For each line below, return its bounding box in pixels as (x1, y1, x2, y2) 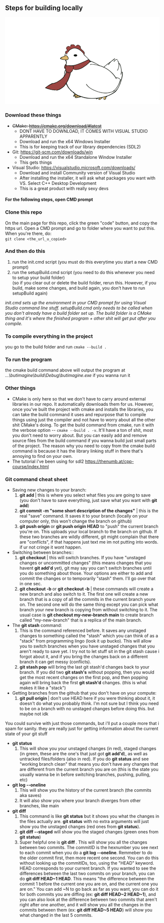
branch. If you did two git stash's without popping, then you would (19, 669, 155, 675)
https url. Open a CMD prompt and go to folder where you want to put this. (5, 225, 156, 231)
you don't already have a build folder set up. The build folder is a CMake (5, 310, 152, 316)
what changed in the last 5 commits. (19, 912, 93, 918)
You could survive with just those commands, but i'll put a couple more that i (5, 720, 159, 726)
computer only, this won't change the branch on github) (19, 518, 132, 524)
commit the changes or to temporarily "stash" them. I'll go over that (19, 575, 156, 581)
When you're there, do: (5, 230, 52, 236)
